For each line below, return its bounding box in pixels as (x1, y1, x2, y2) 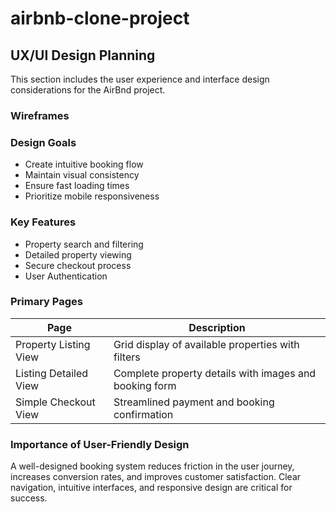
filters (113, 350, 141, 364)
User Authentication (24, 270, 108, 282)
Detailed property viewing (24, 248, 132, 261)
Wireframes (10, 108, 70, 122)
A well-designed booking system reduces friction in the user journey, (10, 460, 295, 472)
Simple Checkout (15, 395, 96, 409)
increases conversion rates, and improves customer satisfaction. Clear (10, 471, 302, 483)
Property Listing (15, 337, 91, 351)
